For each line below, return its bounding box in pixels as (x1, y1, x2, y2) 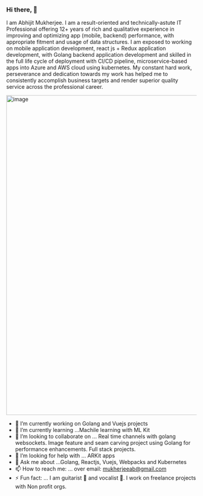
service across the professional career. (6, 83, 104, 91)
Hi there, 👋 (6, 5, 38, 14)
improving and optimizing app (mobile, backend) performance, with (6, 32, 174, 39)
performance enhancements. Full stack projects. (14, 446, 136, 453)
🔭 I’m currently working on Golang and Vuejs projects (14, 420, 148, 427)
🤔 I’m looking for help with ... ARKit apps (14, 452, 115, 459)
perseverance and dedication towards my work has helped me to (6, 71, 168, 78)
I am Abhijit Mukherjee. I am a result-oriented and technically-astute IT (6, 19, 182, 27)
